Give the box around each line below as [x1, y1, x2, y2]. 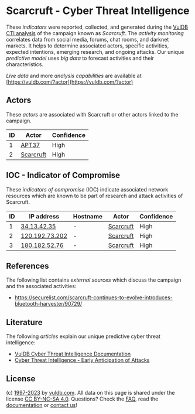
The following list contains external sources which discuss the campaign [6, 276, 182, 283]
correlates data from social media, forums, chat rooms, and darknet [6, 36, 169, 43]
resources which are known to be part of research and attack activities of [6, 192, 183, 199]
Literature [6, 317, 43, 327]
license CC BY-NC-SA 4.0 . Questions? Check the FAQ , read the [6, 395, 159, 402]
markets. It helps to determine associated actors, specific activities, [6, 42, 169, 49]
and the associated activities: [6, 283, 77, 290]
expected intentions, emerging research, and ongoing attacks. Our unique [6, 48, 184, 55]
